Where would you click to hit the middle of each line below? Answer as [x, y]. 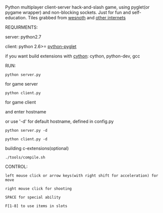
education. [16, 18]
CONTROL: [17, 166]
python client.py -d [27, 139]
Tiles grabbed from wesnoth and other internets [77, 18]
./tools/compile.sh [25, 158]
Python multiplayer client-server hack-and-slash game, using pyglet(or [78, 7]
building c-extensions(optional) [37, 148]
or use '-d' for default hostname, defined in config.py [59, 121]
